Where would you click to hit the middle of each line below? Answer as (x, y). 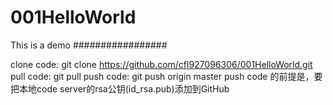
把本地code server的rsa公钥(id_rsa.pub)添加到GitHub (120, 88)
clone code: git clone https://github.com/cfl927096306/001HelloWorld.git (161, 64)
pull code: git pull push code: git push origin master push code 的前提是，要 (166, 76)
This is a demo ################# (89, 45)
